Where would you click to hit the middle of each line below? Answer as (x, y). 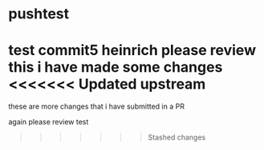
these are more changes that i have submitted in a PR (96, 107)
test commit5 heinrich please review (132, 51)
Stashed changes (177, 137)
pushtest (39, 14)
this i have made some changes (116, 67)
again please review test (49, 122)
